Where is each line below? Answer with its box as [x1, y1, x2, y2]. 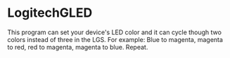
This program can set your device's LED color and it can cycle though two [7, 28, 222, 36]
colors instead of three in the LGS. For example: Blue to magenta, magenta [7, 35, 224, 43]
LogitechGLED [7, 5, 93, 21]
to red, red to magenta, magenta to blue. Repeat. [7, 43, 148, 51]
